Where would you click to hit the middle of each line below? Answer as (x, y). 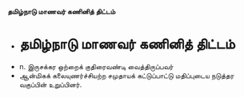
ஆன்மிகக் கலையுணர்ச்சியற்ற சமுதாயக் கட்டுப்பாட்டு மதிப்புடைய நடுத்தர (126, 76)
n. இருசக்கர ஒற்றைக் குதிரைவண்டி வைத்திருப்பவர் (96, 66)
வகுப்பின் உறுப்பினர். (50, 84)
